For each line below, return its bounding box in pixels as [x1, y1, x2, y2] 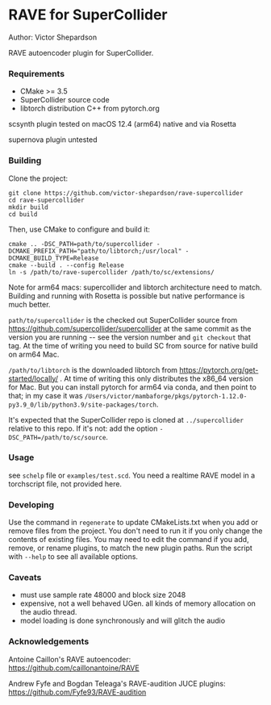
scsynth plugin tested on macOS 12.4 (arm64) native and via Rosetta [8, 119, 236, 129]
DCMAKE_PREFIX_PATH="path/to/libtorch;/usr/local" [8, 247, 182, 255]
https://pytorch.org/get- [179, 365, 259, 374]
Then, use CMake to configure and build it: [8, 224, 151, 234]
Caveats [8, 572, 42, 583]
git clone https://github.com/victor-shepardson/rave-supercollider [8, 189, 244, 197]
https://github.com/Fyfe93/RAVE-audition [8, 687, 147, 697]
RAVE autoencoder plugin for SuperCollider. [8, 48, 154, 57]
